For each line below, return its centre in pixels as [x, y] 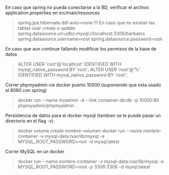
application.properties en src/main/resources [53, 13]
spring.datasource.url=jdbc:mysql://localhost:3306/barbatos [81, 33]
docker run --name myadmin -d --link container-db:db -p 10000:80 [88, 100]
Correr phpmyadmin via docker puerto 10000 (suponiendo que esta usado [83, 85]
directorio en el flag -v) [30, 121]
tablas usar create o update [47, 28]
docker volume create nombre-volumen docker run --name [80, 131]
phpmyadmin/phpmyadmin [46, 106]
